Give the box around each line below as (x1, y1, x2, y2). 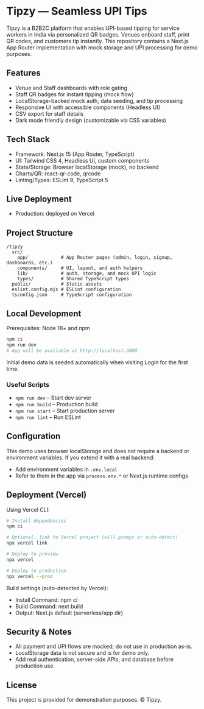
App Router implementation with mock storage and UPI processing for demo (6, 44, 198, 51)
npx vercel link (6, 540, 47, 546)
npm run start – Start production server (15, 407, 115, 414)
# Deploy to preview (6, 551, 59, 557)
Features (6, 68, 41, 79)
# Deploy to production (6, 568, 67, 574)
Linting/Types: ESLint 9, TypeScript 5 (15, 176, 108, 183)
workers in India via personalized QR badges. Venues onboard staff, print (6, 30, 190, 38)
